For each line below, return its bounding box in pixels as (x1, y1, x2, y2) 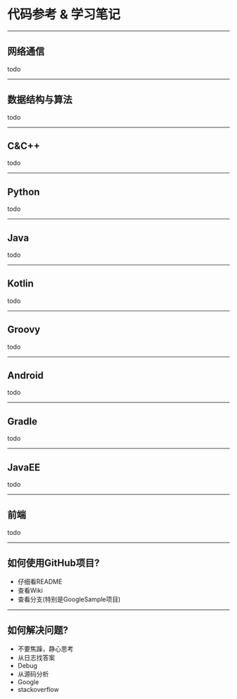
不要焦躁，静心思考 (17, 645, 74, 653)
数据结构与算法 (7, 93, 73, 106)
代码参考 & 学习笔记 (7, 6, 121, 23)
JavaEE (7, 461, 41, 473)
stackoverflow (17, 685, 59, 693)
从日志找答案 (17, 653, 55, 662)
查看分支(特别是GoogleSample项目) (17, 595, 121, 603)
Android (7, 369, 44, 382)
